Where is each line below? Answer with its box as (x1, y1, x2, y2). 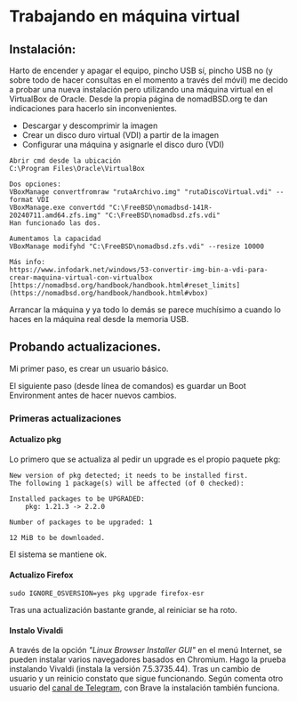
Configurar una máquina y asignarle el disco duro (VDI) (21, 140, 225, 149)
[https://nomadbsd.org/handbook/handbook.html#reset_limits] (9, 281, 241, 290)
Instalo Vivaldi (9, 625, 64, 635)
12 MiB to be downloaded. (9, 533, 105, 542)
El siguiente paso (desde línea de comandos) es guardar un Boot (9, 380, 246, 391)
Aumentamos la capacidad (9, 234, 101, 243)
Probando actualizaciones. (9, 340, 162, 355)
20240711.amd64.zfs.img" (9, 211, 101, 220)
